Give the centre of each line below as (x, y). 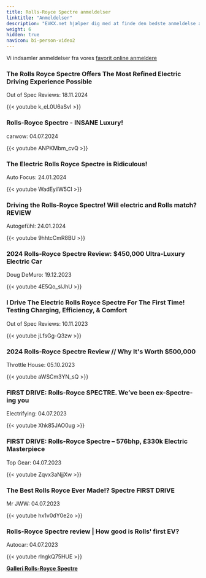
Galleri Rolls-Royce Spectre (42, 569)
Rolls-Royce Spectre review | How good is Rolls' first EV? (93, 531)
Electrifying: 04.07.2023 (37, 414)
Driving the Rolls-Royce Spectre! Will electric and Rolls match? (102, 205)
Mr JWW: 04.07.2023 (33, 503)
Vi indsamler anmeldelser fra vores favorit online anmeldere (82, 58)
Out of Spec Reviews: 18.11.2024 (47, 95)
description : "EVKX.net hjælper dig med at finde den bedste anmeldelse (101, 23)
